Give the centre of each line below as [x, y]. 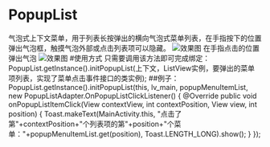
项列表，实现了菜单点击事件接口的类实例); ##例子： [94, 78]
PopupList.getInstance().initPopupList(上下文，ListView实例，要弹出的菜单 [132, 68]
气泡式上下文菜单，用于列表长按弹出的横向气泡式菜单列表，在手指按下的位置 [135, 38]
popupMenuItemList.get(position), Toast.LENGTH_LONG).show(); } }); [145, 133]
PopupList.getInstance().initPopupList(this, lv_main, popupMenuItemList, [128, 87]
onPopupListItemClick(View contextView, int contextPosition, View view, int [133, 104]
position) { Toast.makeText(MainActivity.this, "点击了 [95, 113]
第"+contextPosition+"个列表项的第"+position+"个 [91, 124]
